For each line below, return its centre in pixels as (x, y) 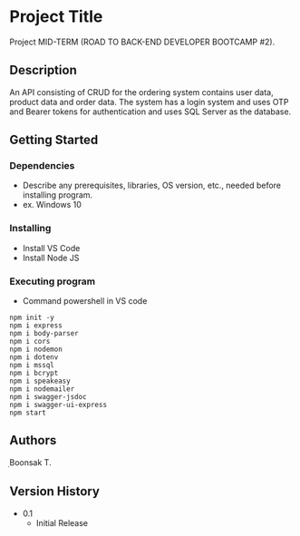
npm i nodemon (36, 350)
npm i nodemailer (42, 389)
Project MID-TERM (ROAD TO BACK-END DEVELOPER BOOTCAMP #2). (142, 42)
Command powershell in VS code (85, 301)
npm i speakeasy (40, 381)
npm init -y (32, 318)
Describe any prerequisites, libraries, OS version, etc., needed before (152, 185)
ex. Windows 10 (52, 205)
